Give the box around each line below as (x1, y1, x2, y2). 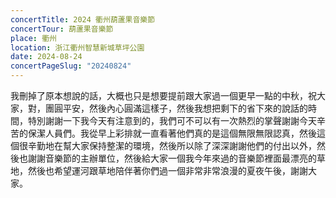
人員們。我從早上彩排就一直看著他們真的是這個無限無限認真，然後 (44, 127, 317, 139)
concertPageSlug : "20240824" (10, 61, 132, 71)
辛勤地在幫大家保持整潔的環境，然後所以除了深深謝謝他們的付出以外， (27, 140, 317, 151)
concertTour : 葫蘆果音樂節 (10, 24, 114, 34)
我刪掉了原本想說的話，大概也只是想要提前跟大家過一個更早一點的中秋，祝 (10, 90, 317, 101)
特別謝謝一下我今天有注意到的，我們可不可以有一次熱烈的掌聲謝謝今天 (27, 115, 317, 126)
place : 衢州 (10, 33, 57, 43)
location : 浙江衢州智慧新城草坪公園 (10, 42, 145, 53)
